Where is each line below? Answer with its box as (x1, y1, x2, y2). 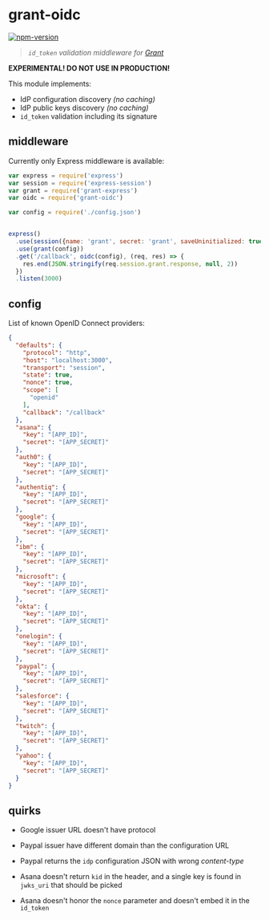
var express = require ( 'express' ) (8, 171, 124, 180)
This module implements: (8, 79, 92, 88)
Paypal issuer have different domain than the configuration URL (19, 841, 230, 850)
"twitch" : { (15, 722, 56, 730)
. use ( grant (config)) (15, 245, 84, 253)
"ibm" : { (15, 543, 45, 551)
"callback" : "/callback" (22, 408, 106, 417)
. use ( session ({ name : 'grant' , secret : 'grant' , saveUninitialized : (15, 238, 246, 246)
